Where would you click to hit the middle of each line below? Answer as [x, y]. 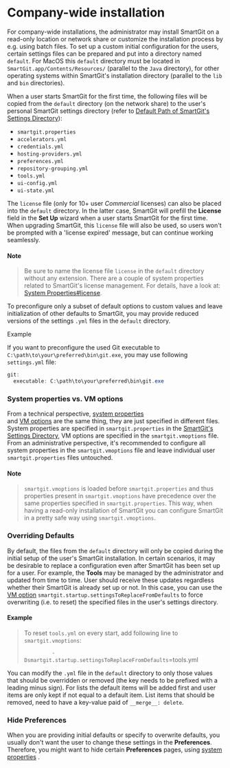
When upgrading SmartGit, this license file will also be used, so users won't [114, 225]
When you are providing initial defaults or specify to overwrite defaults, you [114, 735]
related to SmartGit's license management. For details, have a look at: [122, 286]
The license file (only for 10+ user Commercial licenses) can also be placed [114, 203]
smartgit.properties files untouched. [60, 458]
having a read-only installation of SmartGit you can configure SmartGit [123, 511]
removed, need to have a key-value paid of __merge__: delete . [95, 702]
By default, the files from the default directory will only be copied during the [115, 551]
